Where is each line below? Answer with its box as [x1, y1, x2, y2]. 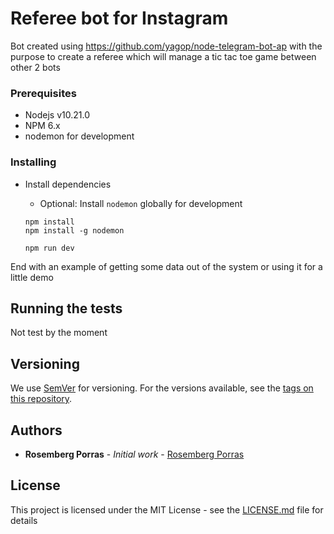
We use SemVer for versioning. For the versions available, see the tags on [10, 382, 314, 394]
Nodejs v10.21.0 [24, 109, 91, 121]
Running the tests [10, 300, 123, 317]
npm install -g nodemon [24, 225, 125, 236]
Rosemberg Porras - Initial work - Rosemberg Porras [24, 448, 245, 460]
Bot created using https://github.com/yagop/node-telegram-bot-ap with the [10, 40, 323, 52]
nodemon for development [24, 130, 135, 142]
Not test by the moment [10, 327, 108, 339]
